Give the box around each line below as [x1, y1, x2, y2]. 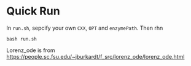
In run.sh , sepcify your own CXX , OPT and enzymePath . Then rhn [6, 24, 163, 31]
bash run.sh [6, 36, 37, 42]
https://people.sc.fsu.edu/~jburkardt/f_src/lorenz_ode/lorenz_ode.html [6, 53, 185, 60]
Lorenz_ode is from [6, 47, 55, 54]
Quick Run [6, 4, 60, 18]
